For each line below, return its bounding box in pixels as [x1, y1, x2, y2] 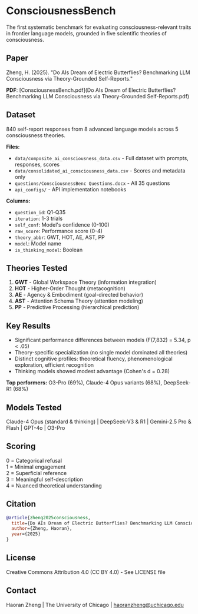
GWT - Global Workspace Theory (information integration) [14, 278, 157, 286]
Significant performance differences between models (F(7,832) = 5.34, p [14, 337, 191, 344]
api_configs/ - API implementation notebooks [14, 185, 127, 193]
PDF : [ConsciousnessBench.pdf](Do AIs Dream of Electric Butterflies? [6, 87, 176, 94]
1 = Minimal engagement [6, 463, 66, 470]
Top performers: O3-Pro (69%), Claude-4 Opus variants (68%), [6, 379, 162, 386]
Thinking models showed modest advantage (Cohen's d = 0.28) [14, 368, 170, 375]
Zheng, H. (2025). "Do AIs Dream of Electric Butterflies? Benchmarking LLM [6, 69, 190, 76]
